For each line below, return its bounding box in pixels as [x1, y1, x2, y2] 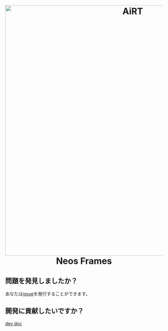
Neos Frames [55, 255, 112, 267]
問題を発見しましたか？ [5, 276, 77, 285]
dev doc [5, 320, 22, 326]
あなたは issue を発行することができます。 [5, 291, 90, 296]
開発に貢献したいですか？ [5, 307, 84, 315]
